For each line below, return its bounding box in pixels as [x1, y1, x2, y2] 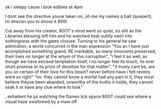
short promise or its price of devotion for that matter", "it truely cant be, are [5, 64, 155, 69]
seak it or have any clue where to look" [5, 84, 83, 90]
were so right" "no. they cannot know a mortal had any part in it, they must [5, 74, 154, 80]
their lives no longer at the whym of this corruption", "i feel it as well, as [5, 54, 147, 59]
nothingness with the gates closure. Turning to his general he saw [5, 38, 137, 44]
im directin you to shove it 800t [5, 19, 67, 24]
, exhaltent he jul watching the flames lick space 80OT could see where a [5, 94, 151, 99]
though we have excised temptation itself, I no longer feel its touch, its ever [5, 59, 155, 64]
